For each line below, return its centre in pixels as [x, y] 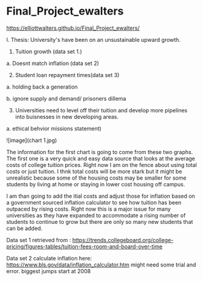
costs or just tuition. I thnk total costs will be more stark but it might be [94, 171]
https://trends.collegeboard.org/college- [123, 240]
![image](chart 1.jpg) [32, 140]
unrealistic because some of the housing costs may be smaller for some [96, 178]
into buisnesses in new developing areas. [67, 117]
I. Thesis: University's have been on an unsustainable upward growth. [94, 39]
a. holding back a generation [42, 87]
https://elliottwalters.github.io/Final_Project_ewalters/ [73, 28]
